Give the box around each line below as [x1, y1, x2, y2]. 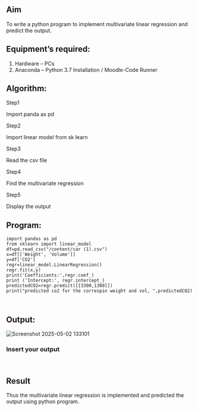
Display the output [6, 203, 51, 210]
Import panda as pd [6, 111, 55, 118]
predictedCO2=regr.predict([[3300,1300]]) [6, 283, 113, 289]
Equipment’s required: [6, 44, 90, 54]
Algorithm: [6, 83, 47, 94]
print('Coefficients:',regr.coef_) [6, 272, 95, 278]
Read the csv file [6, 157, 48, 164]
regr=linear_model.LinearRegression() [6, 262, 102, 268]
